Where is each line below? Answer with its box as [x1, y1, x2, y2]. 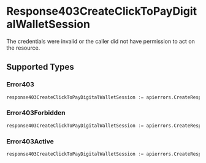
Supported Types [6, 62, 75, 72]
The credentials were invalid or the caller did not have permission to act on [6, 37, 195, 45]
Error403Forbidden [6, 108, 66, 117]
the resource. [6, 44, 40, 51]
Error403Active [6, 137, 54, 145]
